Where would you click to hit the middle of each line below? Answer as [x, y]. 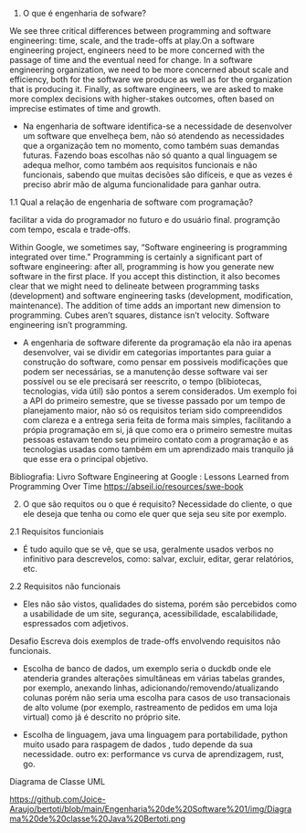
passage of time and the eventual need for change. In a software [131, 60]
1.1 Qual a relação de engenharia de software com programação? [132, 202]
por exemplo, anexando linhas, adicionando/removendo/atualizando [150, 688]
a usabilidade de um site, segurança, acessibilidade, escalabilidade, [150, 614]
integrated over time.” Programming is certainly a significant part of [136, 257]
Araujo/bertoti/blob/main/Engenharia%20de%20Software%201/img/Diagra [151, 809]
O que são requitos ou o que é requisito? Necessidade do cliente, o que [157, 504]
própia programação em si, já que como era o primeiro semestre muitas [158, 430]
